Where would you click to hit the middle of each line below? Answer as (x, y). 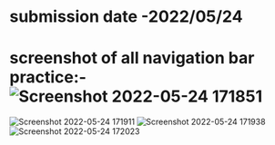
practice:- (48, 77)
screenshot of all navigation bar (132, 58)
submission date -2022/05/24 (126, 17)
